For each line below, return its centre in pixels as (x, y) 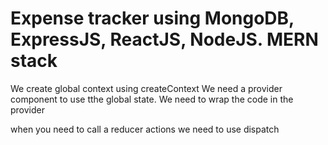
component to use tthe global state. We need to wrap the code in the (152, 99)
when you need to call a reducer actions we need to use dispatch (145, 129)
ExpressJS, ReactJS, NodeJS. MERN (164, 39)
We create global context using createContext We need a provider (146, 88)
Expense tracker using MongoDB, (152, 18)
